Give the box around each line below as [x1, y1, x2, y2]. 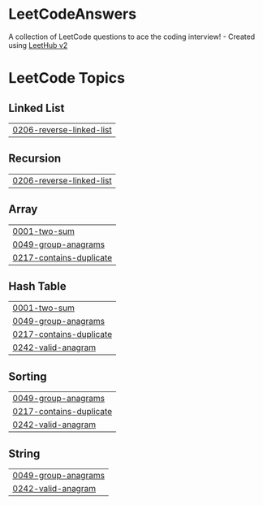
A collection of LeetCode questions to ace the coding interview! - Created [8, 32, 256, 41]
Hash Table [8, 279, 67, 293]
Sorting [8, 369, 47, 383]
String [8, 447, 41, 460]
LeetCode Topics [8, 69, 126, 88]
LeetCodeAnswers [8, 5, 136, 24]
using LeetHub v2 [8, 40, 68, 50]
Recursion [8, 152, 62, 166]
